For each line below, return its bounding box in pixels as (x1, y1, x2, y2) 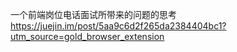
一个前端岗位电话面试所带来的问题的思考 (10, 9, 177, 20)
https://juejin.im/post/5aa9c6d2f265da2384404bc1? (10, 20, 227, 32)
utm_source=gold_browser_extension (10, 31, 165, 42)
